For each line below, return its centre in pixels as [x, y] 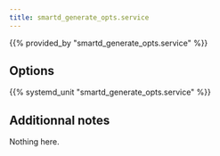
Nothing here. [34, 142]
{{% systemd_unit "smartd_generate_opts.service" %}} [110, 92]
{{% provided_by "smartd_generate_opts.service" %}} [109, 43]
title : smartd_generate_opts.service [79, 17]
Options [32, 71]
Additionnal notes [60, 120]
